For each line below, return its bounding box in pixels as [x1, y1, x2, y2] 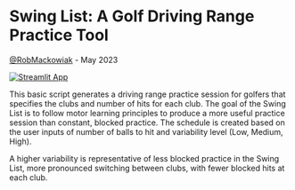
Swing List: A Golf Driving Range [9, 6, 255, 27]
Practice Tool [9, 25, 109, 45]
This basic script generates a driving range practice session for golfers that [9, 89, 286, 99]
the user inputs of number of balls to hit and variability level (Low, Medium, [9, 126, 283, 137]
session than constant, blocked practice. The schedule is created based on [9, 117, 285, 128]
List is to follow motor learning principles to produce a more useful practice [9, 107, 285, 118]
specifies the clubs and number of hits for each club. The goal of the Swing [9, 98, 287, 108]
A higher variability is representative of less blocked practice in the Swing [9, 153, 280, 163]
